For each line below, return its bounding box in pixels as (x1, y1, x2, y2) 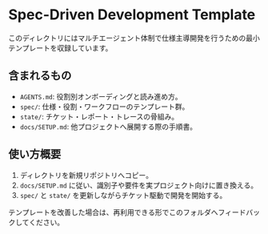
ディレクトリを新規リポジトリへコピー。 (19, 170, 154, 180)
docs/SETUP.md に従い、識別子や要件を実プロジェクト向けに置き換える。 (19, 180, 258, 190)
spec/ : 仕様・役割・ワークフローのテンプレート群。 (19, 102, 190, 111)
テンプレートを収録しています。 (8, 42, 113, 53)
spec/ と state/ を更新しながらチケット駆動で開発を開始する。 (19, 190, 227, 200)
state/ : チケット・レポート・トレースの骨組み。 (19, 111, 179, 121)
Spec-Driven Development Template (8, 6, 256, 24)
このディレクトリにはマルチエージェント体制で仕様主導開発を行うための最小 (8, 33, 260, 42)
